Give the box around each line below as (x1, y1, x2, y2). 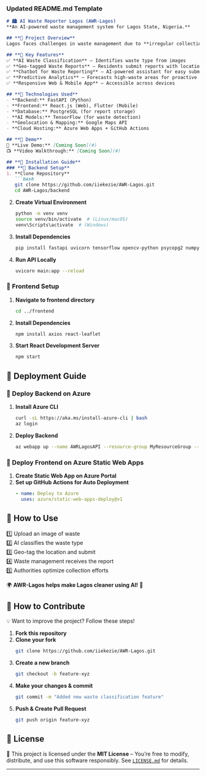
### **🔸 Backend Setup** (6, 164, 70, 171)
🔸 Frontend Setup (6, 282, 59, 291)
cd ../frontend (15, 308, 55, 314)
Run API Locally (15, 256, 56, 263)
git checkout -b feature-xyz (15, 671, 90, 677)
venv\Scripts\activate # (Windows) (15, 222, 109, 228)
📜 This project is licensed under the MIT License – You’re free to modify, (6, 750, 189, 758)
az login (15, 420, 38, 427)
